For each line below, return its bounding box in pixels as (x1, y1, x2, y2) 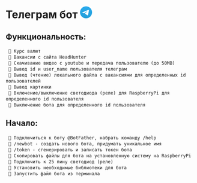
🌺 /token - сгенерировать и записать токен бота (8, 147, 133, 152)
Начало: (5, 118, 38, 129)
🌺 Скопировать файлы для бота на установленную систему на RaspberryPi (8, 152, 192, 158)
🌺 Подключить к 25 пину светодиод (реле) (8, 158, 114, 164)
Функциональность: (5, 32, 86, 42)
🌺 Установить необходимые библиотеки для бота (8, 164, 127, 170)
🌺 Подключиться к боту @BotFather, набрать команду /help (8, 135, 157, 141)
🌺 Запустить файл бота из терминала (8, 170, 100, 176)
